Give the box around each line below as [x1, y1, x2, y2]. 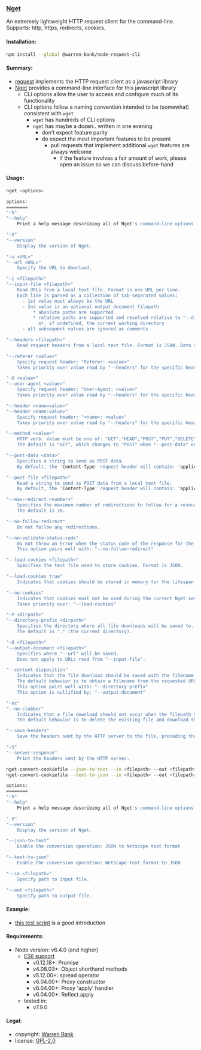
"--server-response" [6, 750, 58, 756]
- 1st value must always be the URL [22, 298, 114, 304]
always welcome [50, 148, 92, 155]
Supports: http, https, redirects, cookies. [6, 24, 106, 31]
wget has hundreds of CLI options [32, 116, 115, 123]
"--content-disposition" [6, 667, 68, 673]
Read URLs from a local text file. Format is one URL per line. [17, 287, 181, 293]
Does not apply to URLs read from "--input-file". [17, 656, 146, 662]
